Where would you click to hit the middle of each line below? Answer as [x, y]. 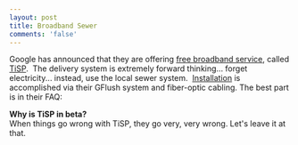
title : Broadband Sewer [54, 26]
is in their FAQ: [36, 97]
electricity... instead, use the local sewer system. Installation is [125, 78]
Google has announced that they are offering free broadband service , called [149, 60]
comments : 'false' [43, 34]
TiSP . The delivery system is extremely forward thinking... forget [128, 68]
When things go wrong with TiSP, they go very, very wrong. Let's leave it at [148, 124]
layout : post [33, 17]
